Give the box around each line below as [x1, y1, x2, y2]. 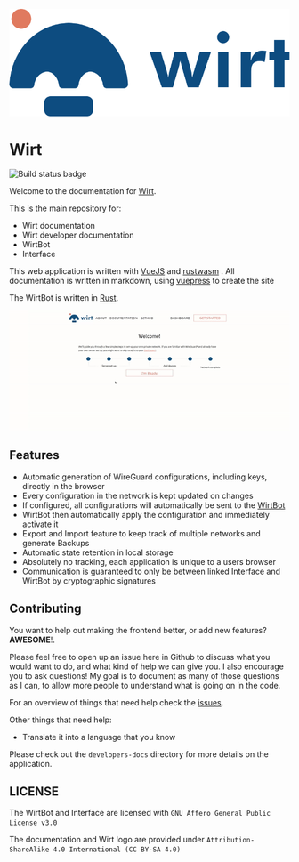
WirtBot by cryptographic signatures [21, 575, 156, 586]
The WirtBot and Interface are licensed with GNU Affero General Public [9, 808, 271, 818]
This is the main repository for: [9, 203, 122, 213]
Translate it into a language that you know [21, 731, 176, 742]
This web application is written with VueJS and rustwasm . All [9, 266, 236, 277]
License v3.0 [9, 818, 58, 827]
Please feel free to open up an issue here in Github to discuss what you [9, 651, 271, 662]
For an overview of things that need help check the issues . [9, 697, 224, 707]
